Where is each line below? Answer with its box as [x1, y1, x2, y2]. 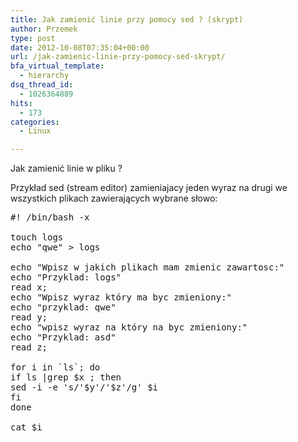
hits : [10, 98, 33, 108]
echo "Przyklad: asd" [10, 332, 117, 343]
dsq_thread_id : [10, 80, 74, 90]
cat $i [10, 422, 43, 433]
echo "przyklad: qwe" [10, 302, 117, 313]
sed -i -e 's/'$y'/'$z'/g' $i [10, 382, 159, 393]
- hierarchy [19, 71, 70, 81]
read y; [10, 312, 48, 323]
